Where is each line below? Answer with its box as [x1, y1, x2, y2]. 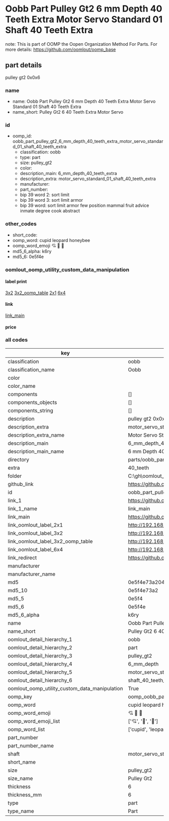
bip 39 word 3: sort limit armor [20, 197, 83, 203]
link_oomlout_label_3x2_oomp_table [8, 538, 93, 545]
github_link [8, 480, 34, 487]
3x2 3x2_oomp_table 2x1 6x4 [5, 290, 66, 296]
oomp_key [8, 693, 33, 700]
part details [5, 61, 42, 69]
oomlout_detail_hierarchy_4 [8, 660, 72, 667]
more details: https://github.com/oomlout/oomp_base [5, 46, 116, 52]
